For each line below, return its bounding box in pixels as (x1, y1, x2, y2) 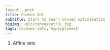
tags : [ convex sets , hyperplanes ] (5, 26, 79, 31)
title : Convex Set (5, 12, 44, 17)
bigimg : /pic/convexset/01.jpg (5, 21, 71, 27)
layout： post (5, 7, 34, 13)
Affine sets (12, 40, 35, 46)
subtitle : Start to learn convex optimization (5, 17, 105, 22)
